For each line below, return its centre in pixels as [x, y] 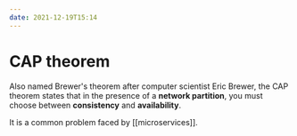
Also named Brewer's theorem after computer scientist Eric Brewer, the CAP [149, 86]
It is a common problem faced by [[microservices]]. [103, 122]
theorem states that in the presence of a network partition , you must [136, 95]
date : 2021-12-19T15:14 [54, 17]
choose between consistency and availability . [95, 105]
